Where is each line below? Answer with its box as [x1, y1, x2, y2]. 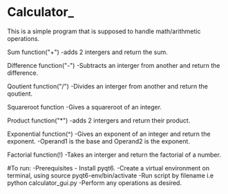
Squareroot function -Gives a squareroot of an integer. [7, 103, 162, 111]
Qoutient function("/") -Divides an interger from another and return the [7, 82, 209, 90]
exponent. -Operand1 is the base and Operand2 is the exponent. [7, 136, 190, 145]
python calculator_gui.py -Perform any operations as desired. [7, 178, 182, 187]
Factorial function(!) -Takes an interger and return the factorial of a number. [7, 150, 221, 159]
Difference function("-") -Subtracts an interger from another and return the [7, 61, 220, 69]
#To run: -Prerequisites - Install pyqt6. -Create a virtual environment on [7, 164, 209, 172]
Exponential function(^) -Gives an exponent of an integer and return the [7, 130, 211, 138]
